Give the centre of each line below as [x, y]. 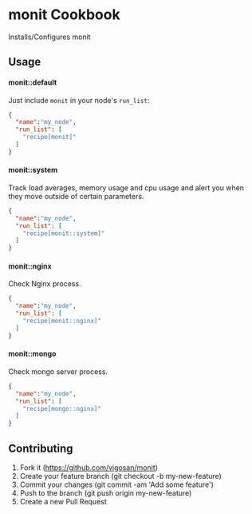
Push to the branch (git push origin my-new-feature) [106, 492]
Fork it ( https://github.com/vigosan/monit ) [89, 467]
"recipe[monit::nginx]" [62, 321]
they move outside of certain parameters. [76, 196]
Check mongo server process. [58, 371]
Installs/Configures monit [49, 37]
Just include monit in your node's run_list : [79, 100]
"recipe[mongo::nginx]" [62, 408]
